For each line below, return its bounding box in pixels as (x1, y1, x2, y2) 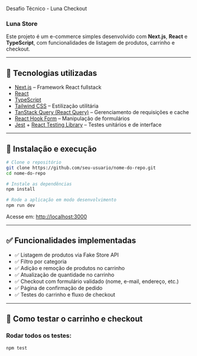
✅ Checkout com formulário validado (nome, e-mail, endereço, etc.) (14, 278, 179, 285)
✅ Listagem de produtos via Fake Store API (14, 251, 119, 258)
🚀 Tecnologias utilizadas (6, 68, 97, 78)
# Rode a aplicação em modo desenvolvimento (6, 197, 117, 203)
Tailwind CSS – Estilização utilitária (14, 102, 98, 109)
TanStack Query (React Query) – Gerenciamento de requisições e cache (14, 109, 189, 116)
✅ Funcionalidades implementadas (6, 235, 137, 246)
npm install (6, 187, 35, 192)
